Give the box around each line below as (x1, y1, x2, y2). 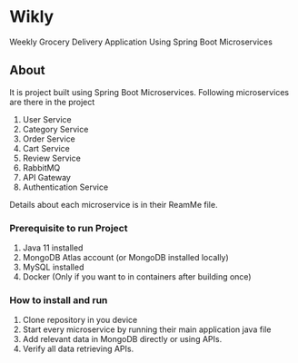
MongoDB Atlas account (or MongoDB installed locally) (22, 252, 229, 263)
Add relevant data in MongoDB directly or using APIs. (22, 334, 223, 345)
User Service (22, 113, 73, 124)
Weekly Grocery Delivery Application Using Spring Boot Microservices (9, 36, 273, 47)
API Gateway (22, 172, 71, 182)
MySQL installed (22, 261, 84, 273)
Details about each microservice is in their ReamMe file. (9, 199, 218, 210)
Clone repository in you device (22, 315, 138, 326)
